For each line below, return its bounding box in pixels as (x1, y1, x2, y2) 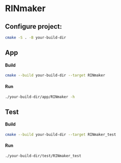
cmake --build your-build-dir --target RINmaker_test (5, 132, 117, 137)
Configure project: (5, 22, 62, 31)
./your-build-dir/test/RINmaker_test (5, 154, 82, 159)
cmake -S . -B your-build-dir (5, 35, 67, 40)
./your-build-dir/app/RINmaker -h (5, 94, 75, 99)
